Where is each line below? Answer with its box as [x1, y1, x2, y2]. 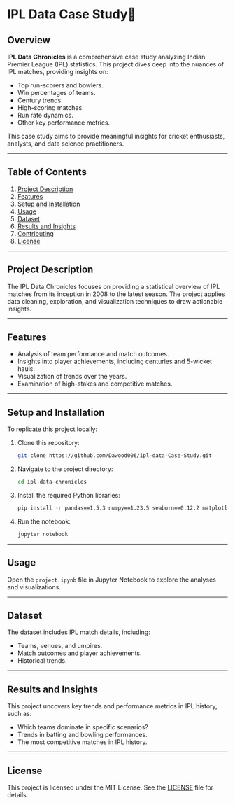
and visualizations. [7, 582, 61, 591]
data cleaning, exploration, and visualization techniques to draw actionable [7, 297, 223, 305]
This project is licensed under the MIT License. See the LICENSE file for [7, 783, 214, 792]
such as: [7, 710, 32, 718]
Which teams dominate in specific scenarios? [17, 723, 149, 731]
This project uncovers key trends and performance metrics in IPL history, [7, 702, 218, 710]
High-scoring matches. [17, 104, 84, 111]
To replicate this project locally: [7, 425, 98, 433]
